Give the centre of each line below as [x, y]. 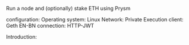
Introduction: [21, 37]
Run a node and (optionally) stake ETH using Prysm [68, 8]
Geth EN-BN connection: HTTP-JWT [50, 26]
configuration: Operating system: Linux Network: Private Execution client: [95, 19]
